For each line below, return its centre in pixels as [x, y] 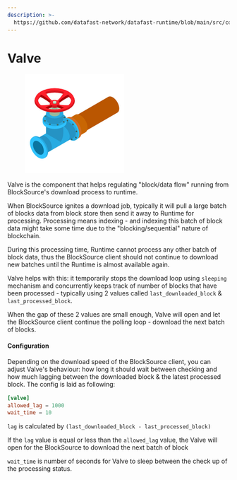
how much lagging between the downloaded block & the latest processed [114, 376]
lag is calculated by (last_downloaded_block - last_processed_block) [109, 426]
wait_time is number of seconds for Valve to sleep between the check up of [117, 461]
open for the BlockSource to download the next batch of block [98, 447]
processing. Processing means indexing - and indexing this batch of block [115, 221]
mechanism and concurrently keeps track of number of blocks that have [112, 286]
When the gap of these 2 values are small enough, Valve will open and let [114, 315]
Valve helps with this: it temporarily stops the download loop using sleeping [117, 279]
